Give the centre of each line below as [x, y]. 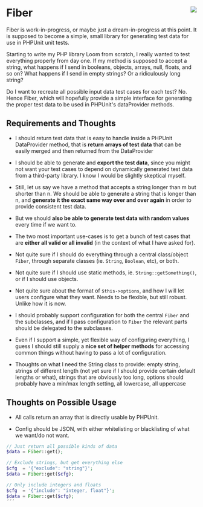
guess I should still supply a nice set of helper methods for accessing [102, 346]
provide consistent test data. [50, 206]
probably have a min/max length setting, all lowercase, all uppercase [100, 383]
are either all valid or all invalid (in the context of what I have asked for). [105, 242]
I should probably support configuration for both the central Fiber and [102, 315]
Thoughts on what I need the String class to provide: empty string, [97, 364]
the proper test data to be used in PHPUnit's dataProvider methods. [90, 104]
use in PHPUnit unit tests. [38, 42]
